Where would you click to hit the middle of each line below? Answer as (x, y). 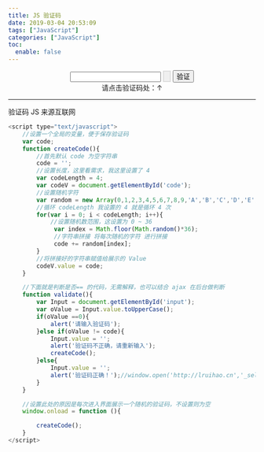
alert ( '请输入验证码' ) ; (85, 324)
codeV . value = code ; (70, 266)
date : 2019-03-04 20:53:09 (52, 23)
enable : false (38, 52)
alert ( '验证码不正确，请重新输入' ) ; (103, 346)
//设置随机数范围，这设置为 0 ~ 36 (101, 222)
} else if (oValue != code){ (81, 332)
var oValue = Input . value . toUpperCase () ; (105, 309)
